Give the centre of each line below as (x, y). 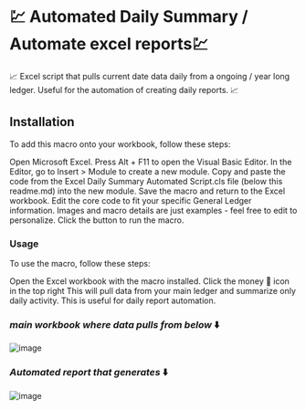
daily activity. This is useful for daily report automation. (113, 300)
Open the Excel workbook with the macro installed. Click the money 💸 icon (150, 281)
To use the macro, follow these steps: (80, 264)
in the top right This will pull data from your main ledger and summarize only (153, 291)
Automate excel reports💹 (109, 44)
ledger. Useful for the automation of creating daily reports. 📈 (124, 89)
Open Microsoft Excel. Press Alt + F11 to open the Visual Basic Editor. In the (151, 162)
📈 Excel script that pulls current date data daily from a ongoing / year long (150, 76)
